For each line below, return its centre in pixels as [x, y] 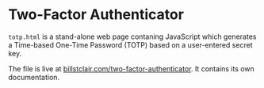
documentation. [34, 77]
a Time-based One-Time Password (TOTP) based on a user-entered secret [130, 44]
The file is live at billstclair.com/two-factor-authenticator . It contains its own [132, 68]
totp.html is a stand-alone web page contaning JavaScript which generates [132, 36]
